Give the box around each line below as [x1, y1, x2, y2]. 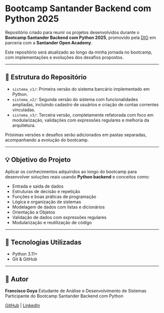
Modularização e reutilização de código [12, 219, 92, 225]
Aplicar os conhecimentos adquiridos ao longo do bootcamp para [5, 169, 137, 175]
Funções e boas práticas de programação [12, 194, 97, 199]
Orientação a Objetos [12, 209, 55, 215]
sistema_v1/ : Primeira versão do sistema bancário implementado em [12, 86, 150, 92]
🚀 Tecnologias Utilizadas [5, 238, 82, 246]
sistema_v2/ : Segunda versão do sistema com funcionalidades [12, 96, 138, 102]
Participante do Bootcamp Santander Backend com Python [5, 293, 123, 299]
